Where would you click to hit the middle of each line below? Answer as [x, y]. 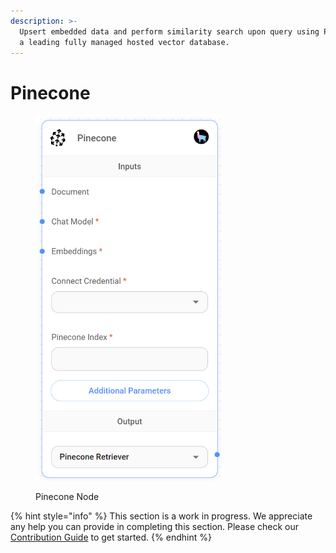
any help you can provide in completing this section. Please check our [155, 527]
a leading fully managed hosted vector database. [124, 42]
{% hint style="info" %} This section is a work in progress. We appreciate [161, 516]
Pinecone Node [67, 497]
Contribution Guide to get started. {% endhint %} [111, 537]
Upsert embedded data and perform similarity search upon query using [169, 31]
